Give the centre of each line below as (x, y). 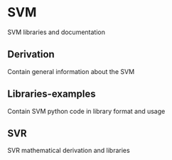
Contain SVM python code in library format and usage (86, 111)
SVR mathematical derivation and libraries (69, 151)
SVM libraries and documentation (56, 32)
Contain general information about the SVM (71, 71)
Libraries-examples (52, 94)
